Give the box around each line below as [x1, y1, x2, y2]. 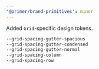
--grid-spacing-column [6, 52, 62, 58]
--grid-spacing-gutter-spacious [6, 36, 85, 42]
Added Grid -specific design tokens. [6, 25, 93, 32]
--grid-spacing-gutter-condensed [6, 42, 88, 47]
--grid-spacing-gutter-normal [6, 47, 81, 53]
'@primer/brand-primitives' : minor [6, 8, 94, 15]
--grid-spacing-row [6, 58, 54, 64]
